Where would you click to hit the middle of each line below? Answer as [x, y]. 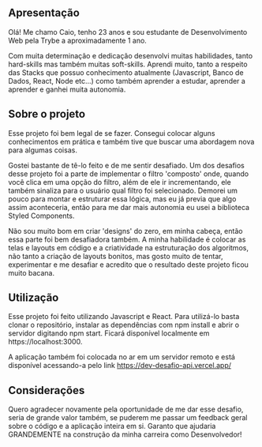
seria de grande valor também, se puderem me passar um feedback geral [128, 418]
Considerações [47, 390]
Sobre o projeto [47, 114]
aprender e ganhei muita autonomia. [67, 89]
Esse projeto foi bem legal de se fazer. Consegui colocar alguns [112, 133]
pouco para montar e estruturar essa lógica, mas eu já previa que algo [122, 199]
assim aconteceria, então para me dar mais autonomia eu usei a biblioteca [129, 207]
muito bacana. [32, 272]
